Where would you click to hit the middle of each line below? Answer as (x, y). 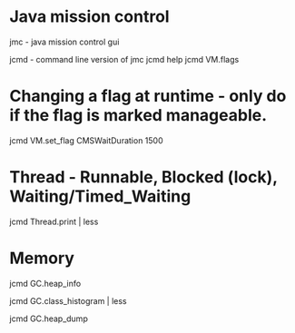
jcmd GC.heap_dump (49, 318)
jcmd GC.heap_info (45, 283)
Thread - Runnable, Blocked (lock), (143, 177)
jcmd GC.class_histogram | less (68, 300)
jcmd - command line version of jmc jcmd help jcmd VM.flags (124, 59)
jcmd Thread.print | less (54, 221)
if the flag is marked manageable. (138, 116)
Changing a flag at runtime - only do (148, 96)
